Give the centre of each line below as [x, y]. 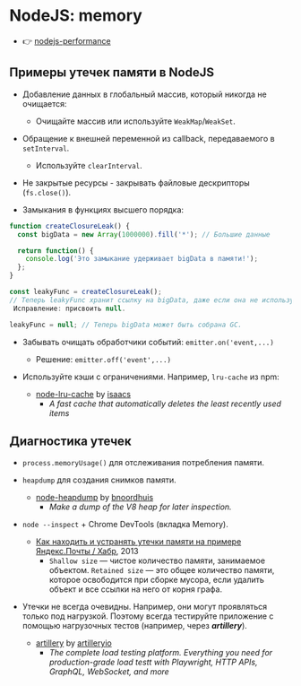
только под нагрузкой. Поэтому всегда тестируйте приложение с [148, 616]
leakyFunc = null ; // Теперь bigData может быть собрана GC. [126, 325]
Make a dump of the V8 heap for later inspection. [140, 507]
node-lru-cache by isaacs [83, 394]
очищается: [44, 103]
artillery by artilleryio [73, 643]
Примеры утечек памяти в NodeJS [112, 73]
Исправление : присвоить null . [69, 308]
